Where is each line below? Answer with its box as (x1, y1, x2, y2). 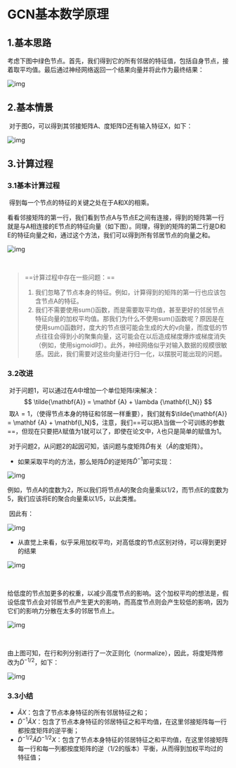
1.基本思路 (7, 37, 52, 49)
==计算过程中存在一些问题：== (24, 272, 115, 282)
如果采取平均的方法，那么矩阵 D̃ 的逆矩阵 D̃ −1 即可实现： (17, 455, 174, 465)
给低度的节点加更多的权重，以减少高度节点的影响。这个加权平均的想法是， (7, 589, 223, 598)
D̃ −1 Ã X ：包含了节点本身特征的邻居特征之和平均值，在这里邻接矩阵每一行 (17, 716, 227, 726)
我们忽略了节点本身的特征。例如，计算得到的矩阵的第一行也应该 (34, 288, 220, 296)
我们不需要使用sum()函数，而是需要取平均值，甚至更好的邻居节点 (34, 306, 225, 314)
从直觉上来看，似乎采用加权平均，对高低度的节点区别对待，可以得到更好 (17, 538, 227, 546)
